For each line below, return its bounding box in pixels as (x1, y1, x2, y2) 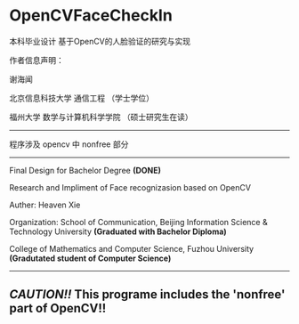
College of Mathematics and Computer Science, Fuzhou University (9, 243, 255, 254)
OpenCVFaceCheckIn (9, 5, 174, 26)
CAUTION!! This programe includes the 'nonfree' (9, 287, 286, 303)
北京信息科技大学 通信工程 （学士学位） (9, 93, 154, 103)
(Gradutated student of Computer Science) (9, 253, 172, 263)
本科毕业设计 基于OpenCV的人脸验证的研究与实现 (9, 36, 191, 46)
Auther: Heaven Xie (9, 199, 81, 210)
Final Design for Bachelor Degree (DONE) (9, 165, 162, 175)
